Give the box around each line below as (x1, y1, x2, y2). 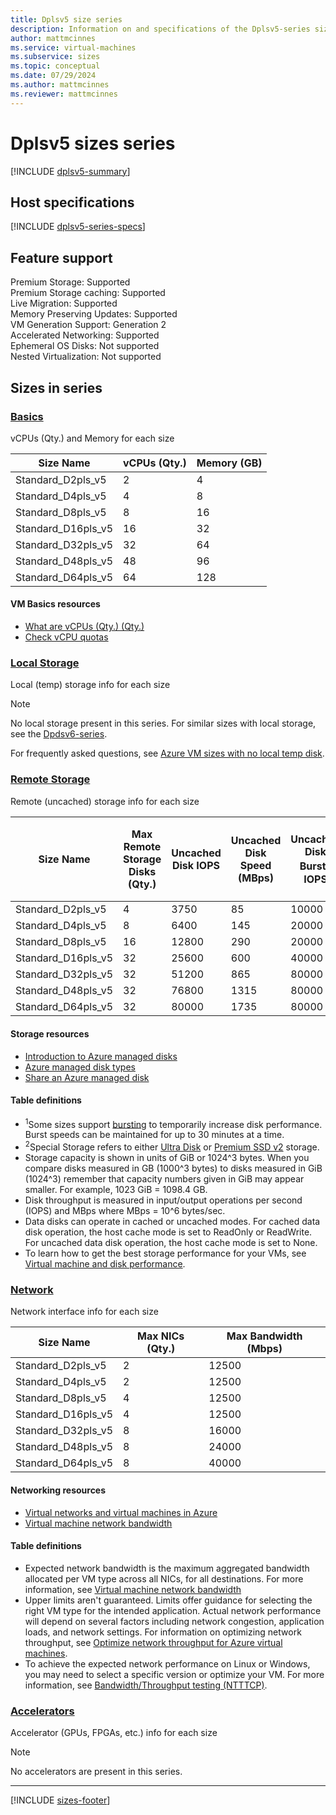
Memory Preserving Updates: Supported (10, 308, 178, 320)
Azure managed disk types (24, 1061, 136, 1073)
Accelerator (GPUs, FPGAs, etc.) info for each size (10, 1727, 218, 1739)
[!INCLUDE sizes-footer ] (10, 1794, 111, 1806)
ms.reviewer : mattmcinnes (10, 89, 118, 99)
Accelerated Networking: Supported (10, 329, 160, 341)
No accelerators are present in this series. (10, 1766, 183, 1778)
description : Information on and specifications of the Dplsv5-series (10, 24, 311, 34)
